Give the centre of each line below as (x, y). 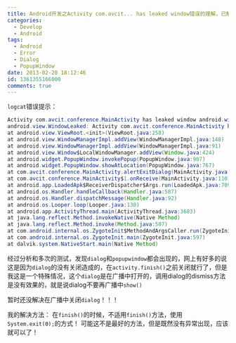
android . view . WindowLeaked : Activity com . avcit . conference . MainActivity (116, 127)
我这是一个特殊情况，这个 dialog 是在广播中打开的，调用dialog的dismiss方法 (117, 276)
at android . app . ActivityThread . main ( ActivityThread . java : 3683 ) (102, 212)
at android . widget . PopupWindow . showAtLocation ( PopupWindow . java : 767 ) (111, 166)
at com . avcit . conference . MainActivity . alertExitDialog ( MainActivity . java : (119, 172)
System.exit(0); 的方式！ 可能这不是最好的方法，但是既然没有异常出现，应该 (118, 323)
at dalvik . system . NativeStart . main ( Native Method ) (83, 244)
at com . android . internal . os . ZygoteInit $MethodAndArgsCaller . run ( (105, 231)
